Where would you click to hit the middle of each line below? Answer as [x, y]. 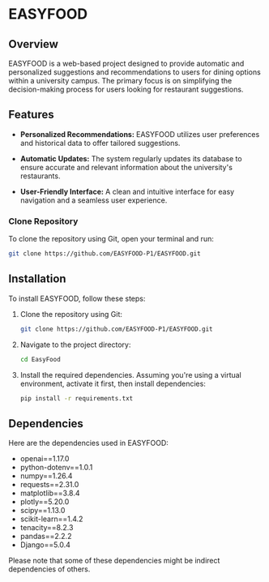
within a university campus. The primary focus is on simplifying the [120, 81]
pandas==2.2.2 [46, 537]
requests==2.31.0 [49, 485]
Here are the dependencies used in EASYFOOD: [88, 443]
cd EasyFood [40, 359]
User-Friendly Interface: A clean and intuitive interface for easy [127, 191]
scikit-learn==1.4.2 [51, 519]
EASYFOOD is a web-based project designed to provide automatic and [126, 63]
